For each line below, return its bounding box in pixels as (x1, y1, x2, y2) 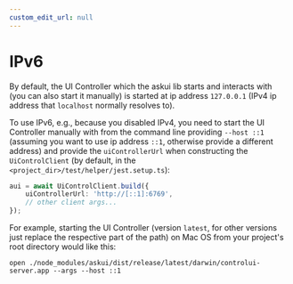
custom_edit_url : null (9, 12, 94, 22)
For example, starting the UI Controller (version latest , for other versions (9, 223, 278, 233)
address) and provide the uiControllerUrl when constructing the (9, 145, 248, 156)
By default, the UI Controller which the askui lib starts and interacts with (9, 81, 273, 92)
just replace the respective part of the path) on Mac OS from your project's (9, 232, 284, 243)
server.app (9, 266, 50, 276)
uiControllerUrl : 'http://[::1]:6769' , (25, 190, 174, 199)
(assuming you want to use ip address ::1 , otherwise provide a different (9, 135, 273, 147)
